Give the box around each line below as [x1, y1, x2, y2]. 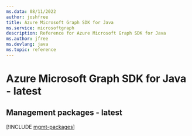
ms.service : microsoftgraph [6, 25, 75, 31]
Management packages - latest [6, 108, 123, 118]
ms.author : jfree [6, 36, 49, 42]
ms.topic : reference [6, 47, 57, 53]
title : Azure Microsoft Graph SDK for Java [6, 19, 114, 25]
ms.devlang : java [6, 42, 49, 47]
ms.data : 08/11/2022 [6, 8, 57, 15]
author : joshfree [6, 14, 49, 20]
